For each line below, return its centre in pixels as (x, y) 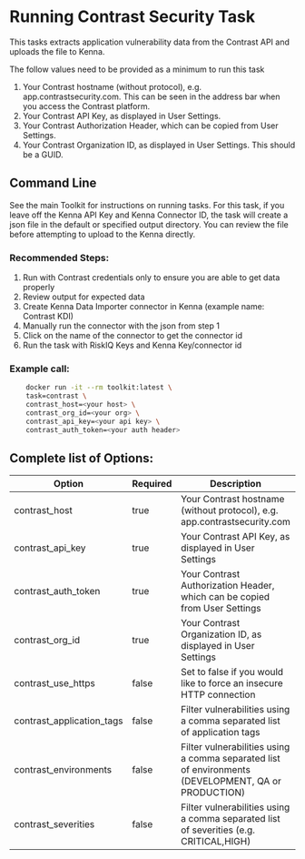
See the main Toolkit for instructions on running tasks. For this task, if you (147, 205)
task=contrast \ (57, 396)
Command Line (53, 183)
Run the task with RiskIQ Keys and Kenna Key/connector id (132, 345)
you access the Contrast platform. (86, 106)
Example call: (39, 369)
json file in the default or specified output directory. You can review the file (149, 224)
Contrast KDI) (48, 317)
